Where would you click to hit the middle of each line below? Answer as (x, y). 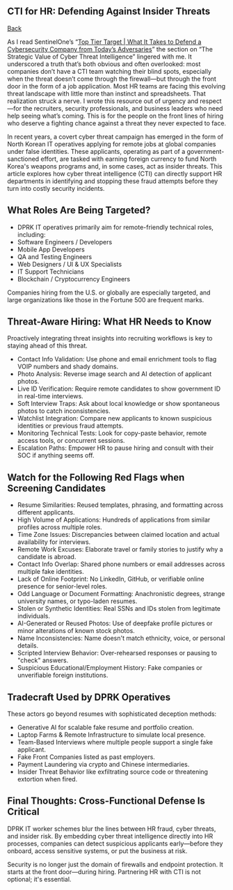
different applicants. (46, 513)
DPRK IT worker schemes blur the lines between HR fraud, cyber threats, (112, 829)
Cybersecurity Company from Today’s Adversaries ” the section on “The (110, 49)
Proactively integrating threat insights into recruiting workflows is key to (110, 338)
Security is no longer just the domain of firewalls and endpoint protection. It (115, 864)
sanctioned (23, 159)
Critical (23, 812)
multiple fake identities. (51, 572)
